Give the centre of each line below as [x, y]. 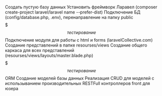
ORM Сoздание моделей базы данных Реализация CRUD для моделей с [80, 78]
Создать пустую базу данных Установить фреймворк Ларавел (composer [81, 7]
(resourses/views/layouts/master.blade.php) [49, 56]
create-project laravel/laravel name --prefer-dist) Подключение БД [73, 12]
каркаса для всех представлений [40, 50]
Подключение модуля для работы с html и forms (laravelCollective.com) [79, 40]
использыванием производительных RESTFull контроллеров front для [78, 83]
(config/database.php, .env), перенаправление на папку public [69, 17]
